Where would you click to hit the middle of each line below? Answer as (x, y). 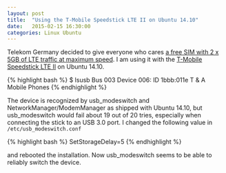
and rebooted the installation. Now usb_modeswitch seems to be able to (110, 155)
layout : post (26, 13)
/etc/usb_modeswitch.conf (44, 129)
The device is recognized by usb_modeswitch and (79, 101)
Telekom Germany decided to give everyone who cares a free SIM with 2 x (113, 52)
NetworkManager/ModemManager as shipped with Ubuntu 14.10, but (105, 108)
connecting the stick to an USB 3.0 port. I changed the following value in (110, 123)
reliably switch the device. (44, 163)
